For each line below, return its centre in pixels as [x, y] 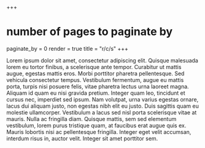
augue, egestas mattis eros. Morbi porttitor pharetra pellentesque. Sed [95, 73]
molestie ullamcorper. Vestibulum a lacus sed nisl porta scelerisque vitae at [102, 112]
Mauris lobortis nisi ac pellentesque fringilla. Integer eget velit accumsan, [99, 131]
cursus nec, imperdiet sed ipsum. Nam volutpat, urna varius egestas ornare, [102, 99]
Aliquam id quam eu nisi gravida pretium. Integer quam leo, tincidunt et [96, 93]
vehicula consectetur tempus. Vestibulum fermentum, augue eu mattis [95, 80]
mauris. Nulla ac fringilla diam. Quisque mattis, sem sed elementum [91, 119]
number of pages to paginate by [90, 32]
